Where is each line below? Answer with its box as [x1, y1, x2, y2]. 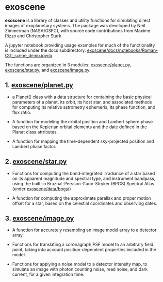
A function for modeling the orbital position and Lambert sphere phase [12, 119, 153, 124]
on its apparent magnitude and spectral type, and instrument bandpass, [12, 176, 156, 181]
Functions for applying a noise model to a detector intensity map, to [12, 261, 147, 267]
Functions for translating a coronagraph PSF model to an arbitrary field [12, 241, 154, 248]
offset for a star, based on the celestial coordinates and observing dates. [12, 200, 158, 206]
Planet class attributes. [12, 129, 58, 134]
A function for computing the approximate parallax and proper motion [12, 195, 151, 201]
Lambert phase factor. [12, 143, 57, 149]
